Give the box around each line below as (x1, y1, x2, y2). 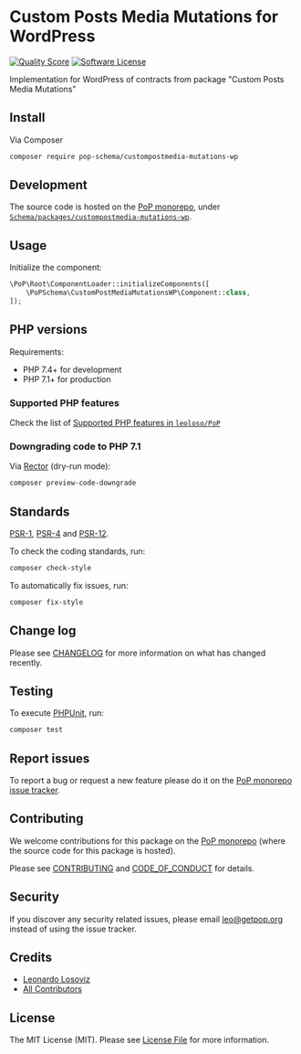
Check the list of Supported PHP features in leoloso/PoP (9, 417, 221, 428)
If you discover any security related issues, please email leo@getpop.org (9, 913, 284, 924)
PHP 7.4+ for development (22, 364, 122, 375)
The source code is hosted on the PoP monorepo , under (9, 201, 221, 212)
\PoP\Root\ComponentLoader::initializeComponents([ (9, 280, 210, 289)
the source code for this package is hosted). (9, 845, 176, 856)
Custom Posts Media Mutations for (9, 6, 279, 27)
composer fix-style (9, 597, 84, 607)
